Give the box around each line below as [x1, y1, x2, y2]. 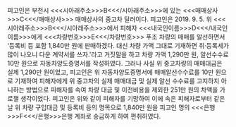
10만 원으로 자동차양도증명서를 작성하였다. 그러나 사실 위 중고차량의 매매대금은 [7, 59, 223, 67]
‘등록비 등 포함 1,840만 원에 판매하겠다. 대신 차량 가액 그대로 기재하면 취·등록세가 [7, 42, 230, 49]
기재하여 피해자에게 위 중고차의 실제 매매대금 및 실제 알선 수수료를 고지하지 [14, 77, 220, 85]
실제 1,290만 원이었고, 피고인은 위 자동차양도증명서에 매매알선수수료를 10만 [7, 68, 214, 76]
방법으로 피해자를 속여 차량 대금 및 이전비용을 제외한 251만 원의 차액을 [25, 85, 218, 94]
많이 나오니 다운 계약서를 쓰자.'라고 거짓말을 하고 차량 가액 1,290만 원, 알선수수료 [7, 50, 229, 59]
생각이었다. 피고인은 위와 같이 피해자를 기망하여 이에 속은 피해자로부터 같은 [20, 95, 225, 102]
